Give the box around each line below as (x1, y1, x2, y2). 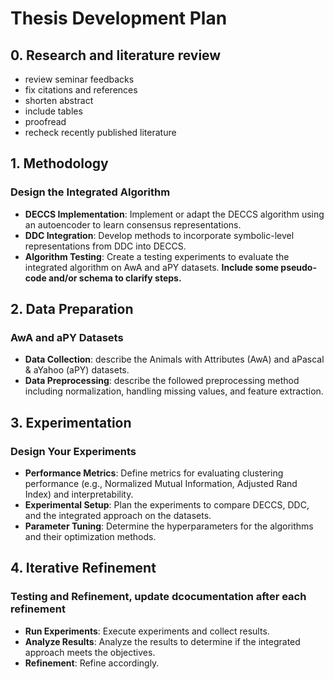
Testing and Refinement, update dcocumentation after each (10, 590, 307, 604)
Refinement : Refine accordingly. (24, 657, 160, 669)
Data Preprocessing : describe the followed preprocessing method (24, 375, 300, 387)
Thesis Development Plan (10, 7, 228, 30)
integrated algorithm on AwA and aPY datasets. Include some (24, 261, 280, 273)
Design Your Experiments (10, 444, 137, 458)
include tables (24, 105, 83, 117)
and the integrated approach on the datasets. (24, 510, 212, 522)
